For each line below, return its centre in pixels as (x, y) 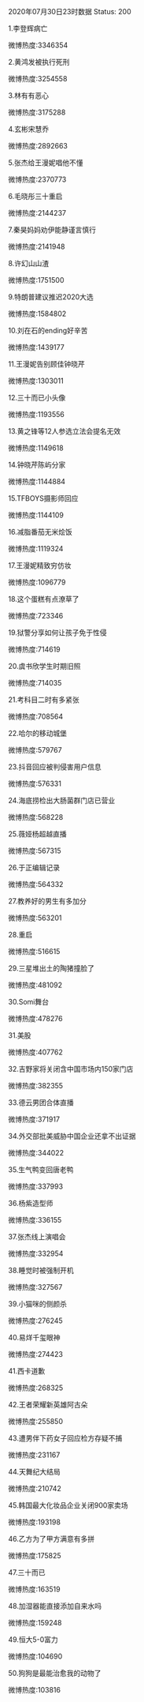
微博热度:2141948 (37, 246)
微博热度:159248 (35, 1623)
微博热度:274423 (35, 1354)
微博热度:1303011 (36, 381)
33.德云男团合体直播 (41, 1103)
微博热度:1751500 (36, 280)
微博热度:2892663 (38, 146)
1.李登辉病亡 (28, 28)
